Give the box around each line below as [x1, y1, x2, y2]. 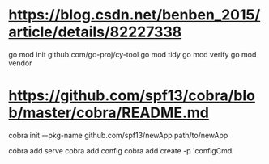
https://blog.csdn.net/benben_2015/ [8, 6, 261, 24]
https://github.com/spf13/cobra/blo [8, 86, 255, 105]
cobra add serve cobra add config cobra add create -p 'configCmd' [8, 145, 235, 155]
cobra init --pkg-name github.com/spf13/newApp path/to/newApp [8, 130, 228, 140]
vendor [8, 58, 32, 68]
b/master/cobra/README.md [8, 103, 209, 122]
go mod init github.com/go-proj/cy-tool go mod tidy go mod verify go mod [8, 49, 257, 59]
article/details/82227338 [8, 23, 182, 41]
